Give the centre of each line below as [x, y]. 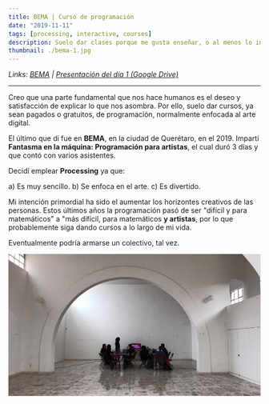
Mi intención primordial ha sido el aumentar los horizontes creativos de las [131, 202]
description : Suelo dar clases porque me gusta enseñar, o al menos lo [130, 42]
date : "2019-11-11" [41, 25]
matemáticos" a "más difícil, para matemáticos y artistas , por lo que [121, 219]
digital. [19, 123]
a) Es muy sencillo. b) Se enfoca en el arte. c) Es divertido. [105, 186]
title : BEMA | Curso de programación [71, 17]
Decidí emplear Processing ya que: [67, 171]
